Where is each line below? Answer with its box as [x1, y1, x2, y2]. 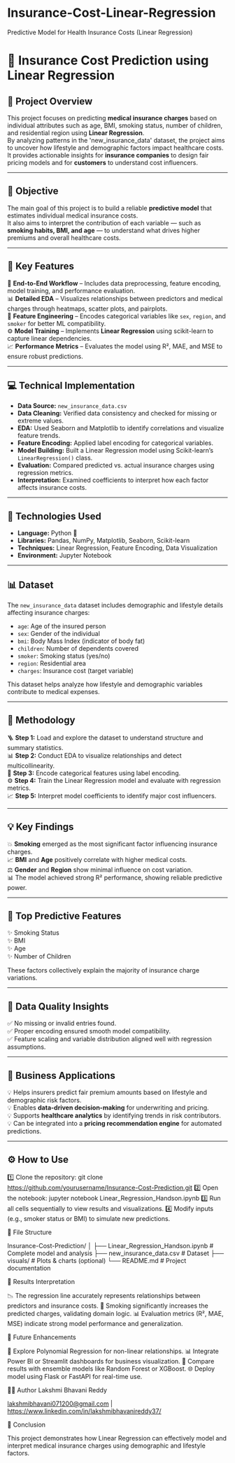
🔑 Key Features [7, 260, 75, 272]
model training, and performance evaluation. [7, 286, 136, 295]
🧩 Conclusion [7, 1420, 46, 1429]
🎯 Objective [7, 185, 59, 197]
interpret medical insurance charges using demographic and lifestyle [7, 1441, 206, 1450]
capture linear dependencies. [7, 334, 92, 342]
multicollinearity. [7, 761, 55, 770]
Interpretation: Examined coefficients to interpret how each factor [17, 476, 209, 484]
